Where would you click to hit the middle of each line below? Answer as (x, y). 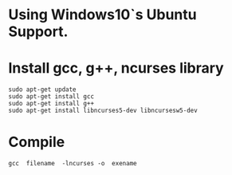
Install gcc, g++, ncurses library (116, 68)
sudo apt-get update (43, 89)
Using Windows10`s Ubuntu (102, 15)
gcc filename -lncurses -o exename (73, 164)
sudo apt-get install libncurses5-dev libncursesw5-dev (103, 111)
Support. (38, 32)
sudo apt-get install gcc (51, 97)
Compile (37, 142)
